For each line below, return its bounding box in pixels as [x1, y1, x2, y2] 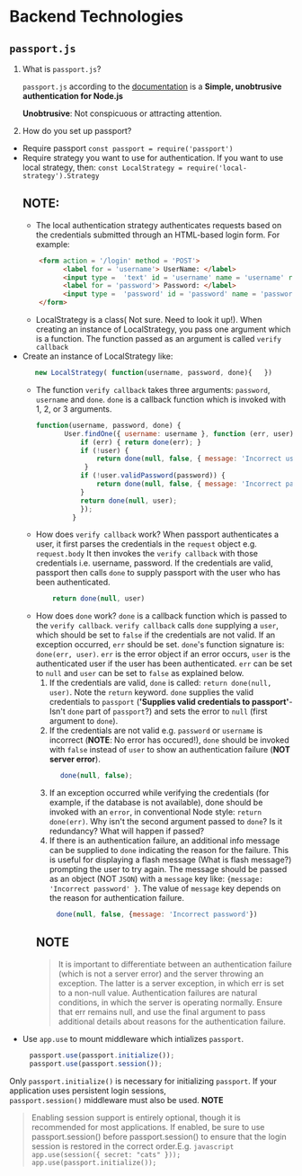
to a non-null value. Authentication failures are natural [58, 987, 258, 998]
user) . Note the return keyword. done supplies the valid [49, 687, 254, 698]
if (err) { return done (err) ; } [80, 438, 202, 447]
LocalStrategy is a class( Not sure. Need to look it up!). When [35, 315, 262, 325]
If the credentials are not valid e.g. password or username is [49, 726, 263, 736]
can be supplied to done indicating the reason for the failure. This [49, 845, 289, 856]
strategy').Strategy [22, 172, 100, 181]
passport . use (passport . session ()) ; [29, 1059, 164, 1068]
